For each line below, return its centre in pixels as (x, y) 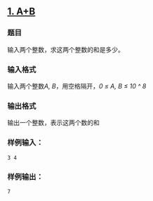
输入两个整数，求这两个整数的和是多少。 (66, 49)
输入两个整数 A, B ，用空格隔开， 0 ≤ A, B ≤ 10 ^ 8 (77, 86)
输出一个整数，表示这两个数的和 (53, 123)
